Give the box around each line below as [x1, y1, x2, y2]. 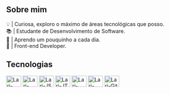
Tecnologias [6, 59, 53, 70]
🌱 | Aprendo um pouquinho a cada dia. [6, 36, 101, 43]
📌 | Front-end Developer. [6, 42, 67, 49]
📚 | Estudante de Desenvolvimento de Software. [6, 27, 125, 34]
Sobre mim [6, 5, 48, 15]
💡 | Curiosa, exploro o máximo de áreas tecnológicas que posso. [6, 20, 165, 27]
